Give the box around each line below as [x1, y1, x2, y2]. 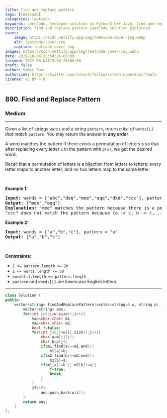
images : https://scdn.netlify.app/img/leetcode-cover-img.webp [5, 49, 139, 54]
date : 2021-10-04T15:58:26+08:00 [5, 53, 75, 59]
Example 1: [5, 186, 28, 192]
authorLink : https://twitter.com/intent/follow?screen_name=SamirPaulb [5, 72, 157, 77]
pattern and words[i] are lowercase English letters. [12, 279, 118, 285]
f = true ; [49, 367, 66, 372]
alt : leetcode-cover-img [14, 40, 66, 45]
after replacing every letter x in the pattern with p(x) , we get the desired [5, 146, 153, 152]
